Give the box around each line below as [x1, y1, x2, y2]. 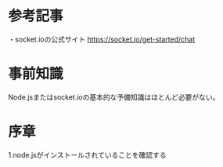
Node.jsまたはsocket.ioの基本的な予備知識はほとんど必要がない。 [8, 92, 220, 102]
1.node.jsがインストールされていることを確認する [8, 150, 167, 159]
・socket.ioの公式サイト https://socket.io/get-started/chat [8, 34, 196, 44]
